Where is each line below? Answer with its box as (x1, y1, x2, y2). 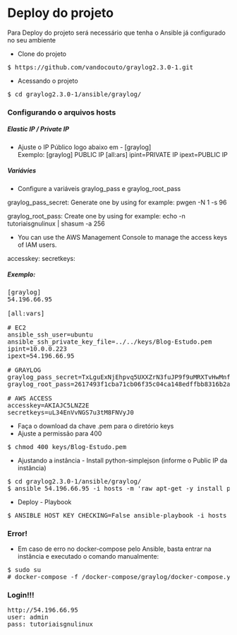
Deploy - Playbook (17, 497, 72, 506)
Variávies (7, 166, 37, 175)
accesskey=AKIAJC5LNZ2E (7, 401, 90, 409)
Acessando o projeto (17, 76, 79, 85)
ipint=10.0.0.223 (7, 344, 67, 353)
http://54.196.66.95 (7, 606, 79, 614)
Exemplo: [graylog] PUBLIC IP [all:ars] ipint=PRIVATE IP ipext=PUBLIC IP (17, 150, 228, 158)
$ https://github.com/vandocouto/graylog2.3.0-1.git (7, 63, 194, 71)
